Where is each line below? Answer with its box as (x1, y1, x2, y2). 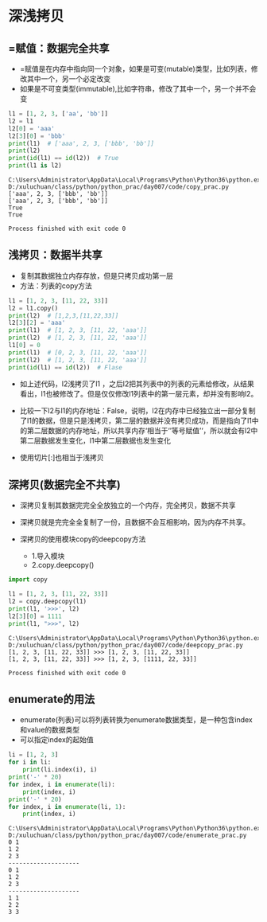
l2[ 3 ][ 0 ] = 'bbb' (8, 132, 66, 140)
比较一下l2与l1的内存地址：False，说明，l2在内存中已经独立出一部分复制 (19, 405, 256, 415)
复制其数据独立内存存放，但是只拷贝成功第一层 (19, 271, 173, 280)
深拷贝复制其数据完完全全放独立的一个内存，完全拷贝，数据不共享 (19, 501, 236, 510)
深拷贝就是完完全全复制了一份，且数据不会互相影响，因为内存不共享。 (19, 518, 250, 527)
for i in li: (8, 758, 52, 767)
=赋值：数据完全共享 (8, 41, 110, 55)
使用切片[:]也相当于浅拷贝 (19, 452, 105, 462)
